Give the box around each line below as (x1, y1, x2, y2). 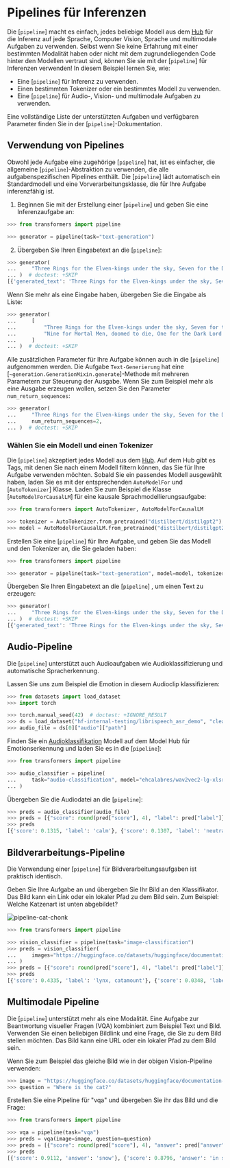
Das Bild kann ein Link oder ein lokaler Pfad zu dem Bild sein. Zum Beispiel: (7, 892, 219, 900)
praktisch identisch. (7, 872, 63, 880)
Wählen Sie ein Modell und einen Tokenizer (7, 441, 153, 450)
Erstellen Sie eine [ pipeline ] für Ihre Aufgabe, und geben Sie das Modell (7, 537, 211, 545)
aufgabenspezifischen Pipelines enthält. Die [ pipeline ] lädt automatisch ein (7, 172, 220, 180)
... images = (7, 952, 53, 959)
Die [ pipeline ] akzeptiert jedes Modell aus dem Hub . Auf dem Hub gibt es (7, 456, 216, 465)
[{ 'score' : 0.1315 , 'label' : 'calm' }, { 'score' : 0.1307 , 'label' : (7, 828, 201, 834)
